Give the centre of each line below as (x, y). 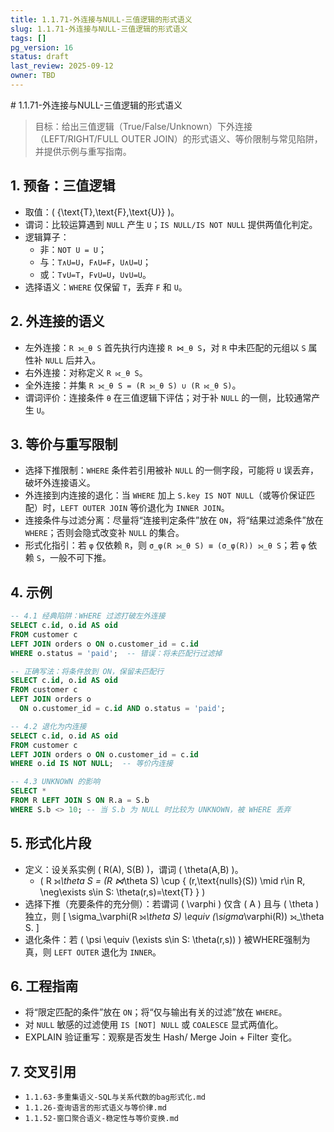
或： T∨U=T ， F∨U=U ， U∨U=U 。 (95, 274)
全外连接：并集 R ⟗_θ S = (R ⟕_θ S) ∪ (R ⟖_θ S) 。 (133, 385)
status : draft (40, 57)
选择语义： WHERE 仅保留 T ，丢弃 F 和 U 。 (106, 287)
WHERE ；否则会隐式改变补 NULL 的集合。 (104, 533)
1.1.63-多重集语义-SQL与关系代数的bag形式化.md (115, 1097)
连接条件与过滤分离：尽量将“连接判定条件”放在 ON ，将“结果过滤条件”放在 (174, 520)
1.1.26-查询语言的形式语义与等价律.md (95, 1108)
